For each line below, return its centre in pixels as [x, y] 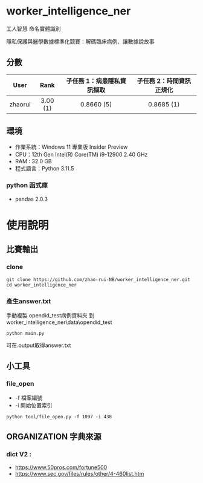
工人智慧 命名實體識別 [34, 28]
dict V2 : [19, 455]
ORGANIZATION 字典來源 [54, 437]
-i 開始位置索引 [34, 405]
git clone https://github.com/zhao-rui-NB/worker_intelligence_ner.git [98, 279]
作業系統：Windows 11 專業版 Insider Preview [71, 147]
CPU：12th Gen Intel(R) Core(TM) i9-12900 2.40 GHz [81, 154]
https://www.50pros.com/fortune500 [61, 467]
